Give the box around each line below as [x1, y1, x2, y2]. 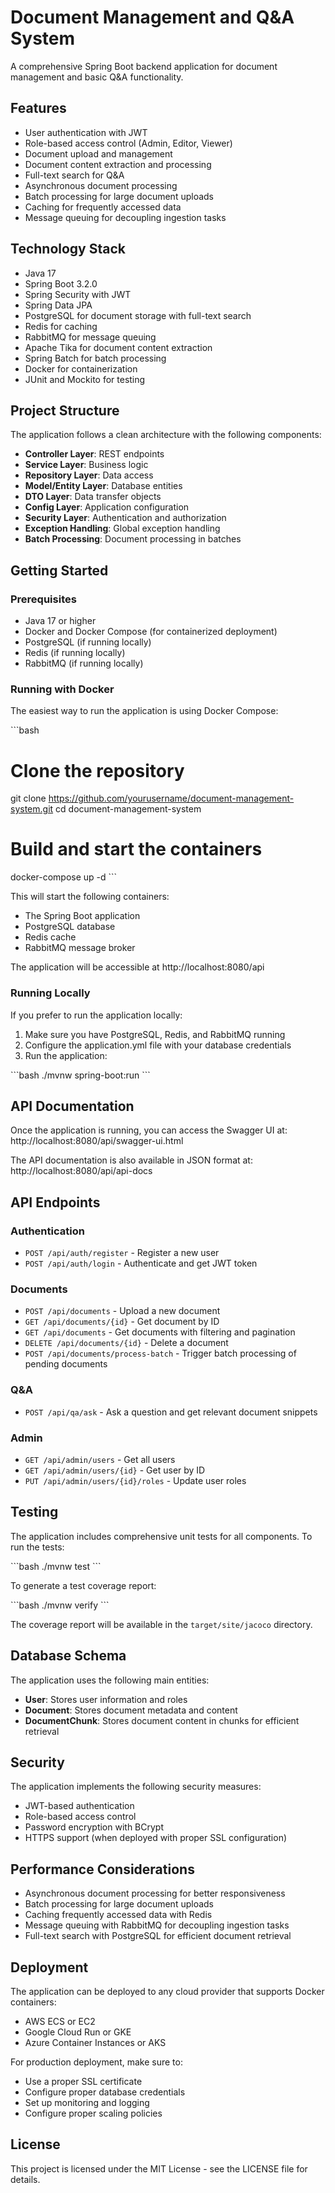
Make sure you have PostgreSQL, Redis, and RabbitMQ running [24, 1028, 286, 1040]
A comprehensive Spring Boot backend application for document [10, 60, 278, 72]
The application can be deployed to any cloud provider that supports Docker [10, 1985, 325, 1997]
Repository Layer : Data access [24, 469, 154, 481]
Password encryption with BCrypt [24, 1821, 165, 1833]
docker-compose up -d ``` [10, 871, 118, 883]
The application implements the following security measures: [10, 1781, 262, 1793]
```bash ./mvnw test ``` [10, 1560, 102, 1572]
